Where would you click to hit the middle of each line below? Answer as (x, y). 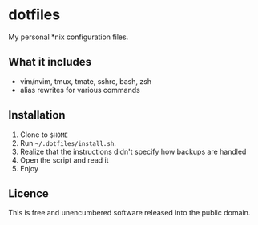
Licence (29, 193)
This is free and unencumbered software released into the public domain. (129, 213)
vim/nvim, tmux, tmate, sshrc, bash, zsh (86, 81)
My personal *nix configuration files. (69, 37)
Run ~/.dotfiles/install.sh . (68, 143)
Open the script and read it (64, 160)
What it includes (50, 62)
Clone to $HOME (44, 135)
